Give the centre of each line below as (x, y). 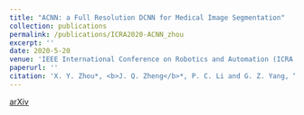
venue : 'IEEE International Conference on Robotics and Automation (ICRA (152, 59)
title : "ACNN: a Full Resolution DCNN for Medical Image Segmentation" (147, 18)
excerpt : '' (32, 43)
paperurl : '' (34, 68)
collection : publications (58, 26)
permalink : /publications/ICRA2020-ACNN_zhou (96, 34)
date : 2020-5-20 (40, 51)
